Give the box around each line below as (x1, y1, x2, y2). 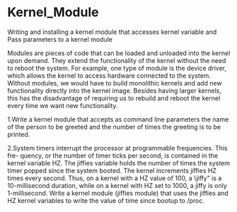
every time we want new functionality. (7, 101, 118, 110)
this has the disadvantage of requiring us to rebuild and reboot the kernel (7, 93, 221, 102)
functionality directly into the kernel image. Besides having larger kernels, (7, 86, 221, 95)
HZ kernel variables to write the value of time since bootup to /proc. (7, 196, 205, 205)
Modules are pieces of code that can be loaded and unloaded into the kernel (7, 49, 231, 57)
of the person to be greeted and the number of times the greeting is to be (7, 122, 221, 131)
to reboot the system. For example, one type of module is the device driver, (7, 64, 227, 72)
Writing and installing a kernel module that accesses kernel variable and (7, 28, 217, 36)
